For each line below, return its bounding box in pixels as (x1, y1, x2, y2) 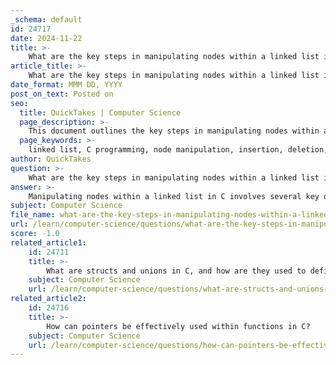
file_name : (10, 210, 56, 220)
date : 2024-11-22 (10, 33, 83, 43)
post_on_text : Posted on (10, 89, 114, 99)
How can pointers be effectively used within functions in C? (46, 321, 311, 331)
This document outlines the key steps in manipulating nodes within (28, 126, 320, 136)
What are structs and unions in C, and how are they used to (46, 266, 307, 276)
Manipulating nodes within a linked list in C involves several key (28, 191, 320, 201)
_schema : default (10, 14, 83, 25)
